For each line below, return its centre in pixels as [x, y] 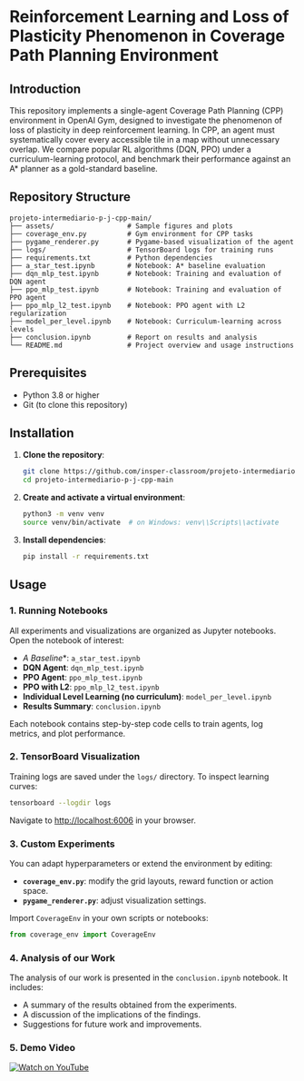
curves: [24, 786]
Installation [42, 433]
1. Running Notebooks [59, 610]
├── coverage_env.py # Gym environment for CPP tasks [132, 233]
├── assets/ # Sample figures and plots [121, 226]
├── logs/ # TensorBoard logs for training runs [142, 250]
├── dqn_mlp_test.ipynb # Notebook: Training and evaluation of [146, 273]
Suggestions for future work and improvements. [112, 1025]
